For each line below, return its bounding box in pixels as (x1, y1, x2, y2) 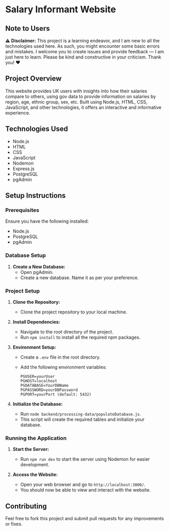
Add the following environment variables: (20, 364, 107, 370)
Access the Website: (12, 471, 58, 478)
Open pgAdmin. (20, 269, 54, 275)
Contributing (5, 502, 47, 510)
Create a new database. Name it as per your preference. (20, 274, 139, 281)
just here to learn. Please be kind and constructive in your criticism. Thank (5, 54, 162, 60)
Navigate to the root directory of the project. (20, 328, 114, 335)
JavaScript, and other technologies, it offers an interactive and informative (5, 104, 162, 110)
